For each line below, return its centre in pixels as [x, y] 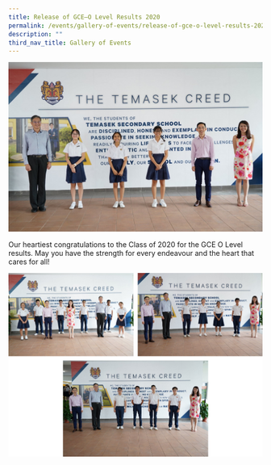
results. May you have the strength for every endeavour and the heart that [131, 253]
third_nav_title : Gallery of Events [70, 43]
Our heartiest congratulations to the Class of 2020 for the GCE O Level [126, 244]
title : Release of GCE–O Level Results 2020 [84, 17]
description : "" [35, 34]
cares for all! [29, 262]
